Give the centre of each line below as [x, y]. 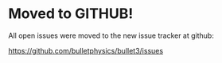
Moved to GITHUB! [71, 14]
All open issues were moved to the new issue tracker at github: [111, 35]
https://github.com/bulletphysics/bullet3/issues [86, 50]
